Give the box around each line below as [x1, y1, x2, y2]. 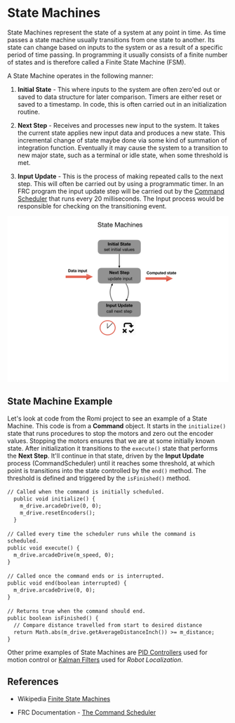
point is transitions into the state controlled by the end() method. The [7, 466, 207, 475]
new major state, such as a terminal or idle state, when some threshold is [17, 151, 229, 159]
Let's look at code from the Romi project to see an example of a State [7, 414, 208, 423]
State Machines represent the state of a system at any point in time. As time [7, 28, 227, 37]
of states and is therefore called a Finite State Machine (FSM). [7, 58, 187, 66]
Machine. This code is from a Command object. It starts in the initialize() [7, 421, 227, 430]
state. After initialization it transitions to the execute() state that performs [7, 444, 218, 452]
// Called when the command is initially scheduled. [7, 488, 165, 496]
